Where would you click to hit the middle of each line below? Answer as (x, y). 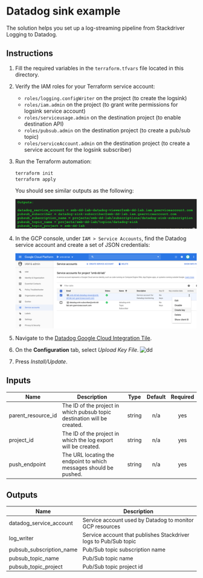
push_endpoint (27, 465)
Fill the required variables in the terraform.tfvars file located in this (99, 68)
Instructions (30, 54)
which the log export (88, 440)
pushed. (72, 474)
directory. (27, 75)
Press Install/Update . (41, 361)
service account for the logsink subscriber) (78, 149)
